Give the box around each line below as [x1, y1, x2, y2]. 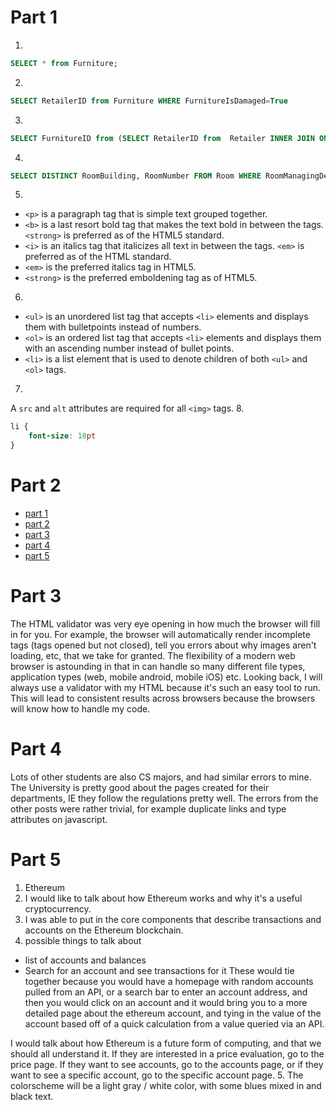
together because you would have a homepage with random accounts [24, 975, 314, 987]
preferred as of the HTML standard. [24, 251, 172, 263]
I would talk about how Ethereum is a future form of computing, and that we [10, 1037, 322, 1049]
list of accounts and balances [24, 954, 147, 966]
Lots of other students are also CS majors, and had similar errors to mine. [10, 771, 312, 783]
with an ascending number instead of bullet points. [24, 342, 235, 355]
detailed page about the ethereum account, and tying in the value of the [24, 1007, 322, 1019]
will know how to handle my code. [10, 702, 151, 715]
